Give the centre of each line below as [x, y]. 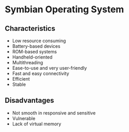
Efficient [21, 79]
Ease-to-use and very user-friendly [50, 68]
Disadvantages [29, 100]
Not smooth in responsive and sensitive [54, 113]
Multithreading [28, 62]
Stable [19, 84]
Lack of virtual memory [37, 124]
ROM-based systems [35, 52]
